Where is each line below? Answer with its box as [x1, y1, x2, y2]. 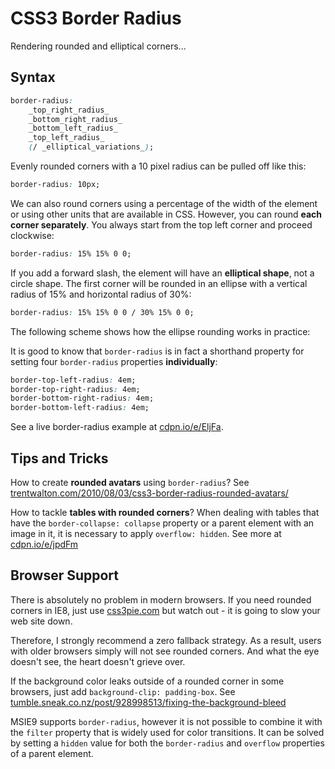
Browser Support [10, 567, 120, 584]
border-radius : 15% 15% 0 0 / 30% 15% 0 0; [10, 307, 195, 317]
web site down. [10, 615, 73, 627]
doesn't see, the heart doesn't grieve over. [10, 655, 186, 667]
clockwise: [10, 229, 55, 241]
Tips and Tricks [10, 450, 109, 467]
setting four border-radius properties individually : [10, 355, 218, 367]
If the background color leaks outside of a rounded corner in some [10, 675, 285, 687]
